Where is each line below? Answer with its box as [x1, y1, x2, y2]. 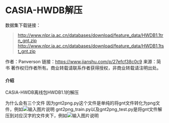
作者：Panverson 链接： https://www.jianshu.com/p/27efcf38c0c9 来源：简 [5, 58, 161, 64]
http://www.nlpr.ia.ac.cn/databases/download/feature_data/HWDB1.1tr [17, 32, 163, 38]
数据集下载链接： [5, 22, 41, 28]
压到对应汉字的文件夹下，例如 [5, 112, 67, 118]
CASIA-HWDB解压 [5, 5, 83, 16]
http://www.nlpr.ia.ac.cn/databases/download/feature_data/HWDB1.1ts [17, 43, 164, 49]
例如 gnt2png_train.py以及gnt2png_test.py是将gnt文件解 [14, 106, 162, 112]
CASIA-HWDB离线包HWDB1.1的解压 [5, 89, 79, 95]
